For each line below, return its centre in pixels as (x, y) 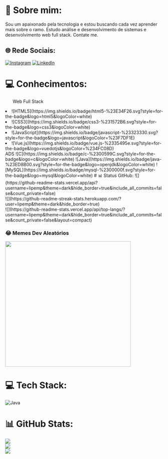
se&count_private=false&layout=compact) (49, 220)
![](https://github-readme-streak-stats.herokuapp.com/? (63, 198)
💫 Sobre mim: (34, 10)
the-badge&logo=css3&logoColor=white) (48, 127)
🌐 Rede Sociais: (30, 50)
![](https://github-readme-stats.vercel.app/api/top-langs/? (65, 209)
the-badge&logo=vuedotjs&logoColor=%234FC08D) (60, 148)
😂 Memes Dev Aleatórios (37, 233)
